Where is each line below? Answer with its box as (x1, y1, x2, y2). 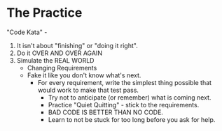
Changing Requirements (27, 63, 97, 72)
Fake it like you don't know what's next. (27, 71, 141, 79)
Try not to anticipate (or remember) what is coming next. (48, 93, 211, 102)
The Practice (6, 5, 83, 21)
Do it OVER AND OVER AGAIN (16, 49, 103, 57)
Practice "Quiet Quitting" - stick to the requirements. (48, 100, 200, 109)
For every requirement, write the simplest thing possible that (37, 78, 211, 86)
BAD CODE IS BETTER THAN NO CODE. (48, 108, 164, 116)
